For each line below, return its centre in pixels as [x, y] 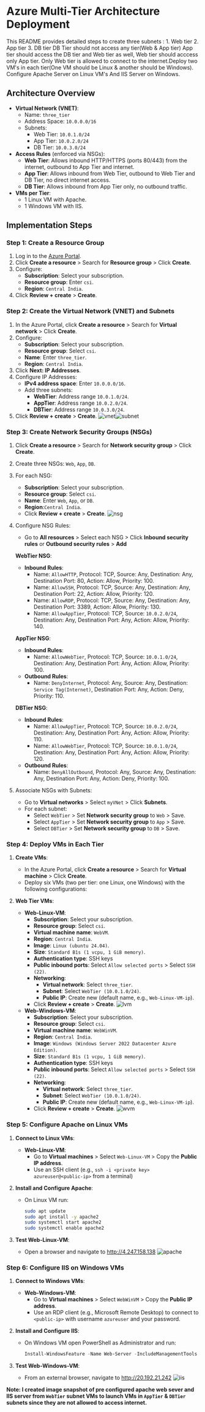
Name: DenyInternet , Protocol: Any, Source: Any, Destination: [111, 683]
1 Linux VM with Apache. [55, 199]
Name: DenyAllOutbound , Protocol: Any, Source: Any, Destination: [115, 772]
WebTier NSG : [33, 556]
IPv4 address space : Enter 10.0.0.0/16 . [75, 383]
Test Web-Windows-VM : [47, 1366]
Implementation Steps [50, 225]
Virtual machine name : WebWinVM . [75, 1031]
